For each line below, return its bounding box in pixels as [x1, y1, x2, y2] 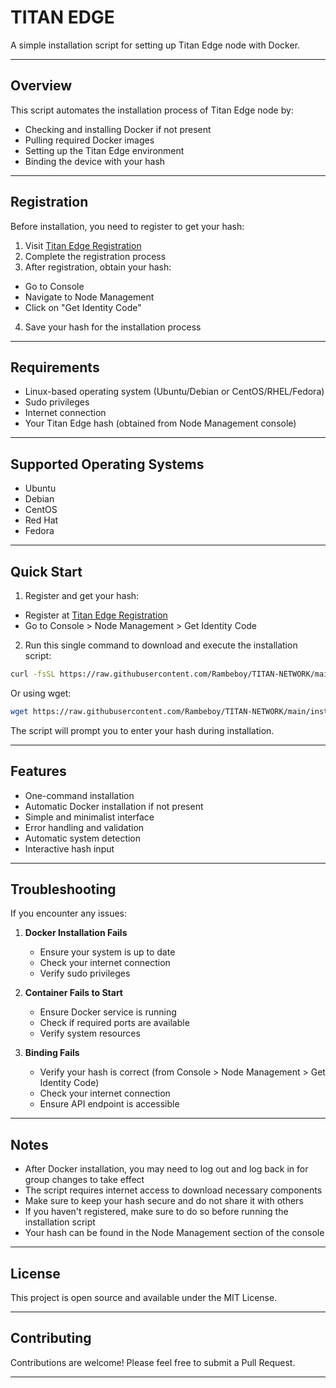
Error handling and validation [24, 821, 145, 833]
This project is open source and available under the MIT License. [10, 1292, 278, 1303]
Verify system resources [39, 1027, 141, 1040]
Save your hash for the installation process [24, 321, 202, 333]
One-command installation [24, 789, 135, 801]
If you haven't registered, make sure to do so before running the [24, 1206, 289, 1218]
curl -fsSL [10, 669, 56, 679]
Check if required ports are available [39, 1017, 190, 1029]
